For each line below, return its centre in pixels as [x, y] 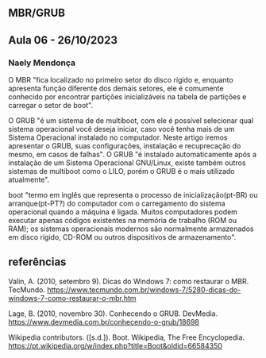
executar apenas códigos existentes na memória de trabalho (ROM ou [122, 221]
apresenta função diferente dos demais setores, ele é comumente [116, 89]
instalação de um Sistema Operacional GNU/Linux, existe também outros [127, 163]
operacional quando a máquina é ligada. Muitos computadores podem [123, 212]
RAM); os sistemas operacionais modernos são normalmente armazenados [131, 229]
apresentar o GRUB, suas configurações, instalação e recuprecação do [125, 146]
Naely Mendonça [42, 63]
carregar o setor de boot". [51, 106]
